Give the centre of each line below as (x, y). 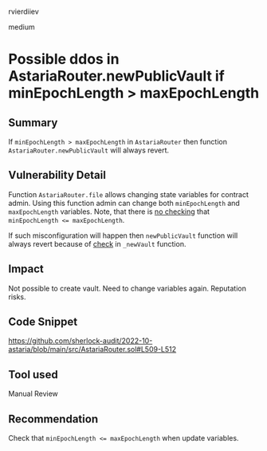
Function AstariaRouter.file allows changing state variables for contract (129, 194)
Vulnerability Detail (57, 175)
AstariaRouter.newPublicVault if (116, 76)
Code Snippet (43, 322)
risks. (17, 297)
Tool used (33, 374)
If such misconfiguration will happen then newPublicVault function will (123, 235)
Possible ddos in (64, 59)
